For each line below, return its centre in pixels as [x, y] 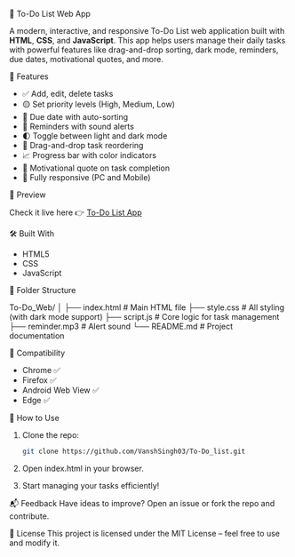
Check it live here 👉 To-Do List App [76, 212]
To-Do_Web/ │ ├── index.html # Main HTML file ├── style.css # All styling [147, 307]
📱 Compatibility [37, 353]
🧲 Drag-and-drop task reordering [83, 145]
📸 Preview [28, 195]
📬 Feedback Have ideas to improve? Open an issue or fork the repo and [142, 503]
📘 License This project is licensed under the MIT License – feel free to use [144, 533]
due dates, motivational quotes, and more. [87, 59]
